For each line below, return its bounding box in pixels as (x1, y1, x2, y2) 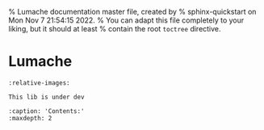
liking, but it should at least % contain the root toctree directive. (8, 24, 221, 33)
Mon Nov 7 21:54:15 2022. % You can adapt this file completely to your (8, 15, 245, 25)
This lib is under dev (8, 93, 85, 101)
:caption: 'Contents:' (8, 107, 85, 115)
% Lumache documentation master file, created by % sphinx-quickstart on (8, 7, 257, 16)
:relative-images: (8, 78, 70, 87)
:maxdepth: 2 (8, 114, 52, 122)
